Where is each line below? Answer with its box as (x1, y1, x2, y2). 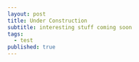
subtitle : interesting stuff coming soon (7, 24, 133, 31)
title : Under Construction (7, 17, 88, 24)
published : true (7, 43, 56, 51)
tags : (7, 30, 24, 38)
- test (14, 37, 34, 44)
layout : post (7, 10, 46, 18)
